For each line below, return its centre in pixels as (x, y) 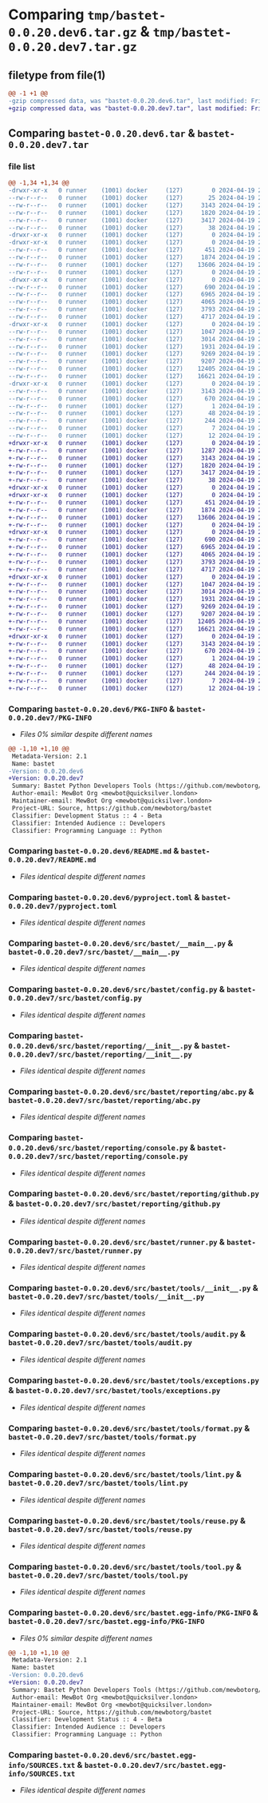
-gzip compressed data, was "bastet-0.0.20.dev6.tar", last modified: (128, 101)
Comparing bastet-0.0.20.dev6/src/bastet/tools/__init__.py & (133, 1288)
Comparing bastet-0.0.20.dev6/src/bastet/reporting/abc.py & (131, 1091)
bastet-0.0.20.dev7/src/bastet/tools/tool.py (99, 1575)
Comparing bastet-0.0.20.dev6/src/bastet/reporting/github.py (134, 1194)
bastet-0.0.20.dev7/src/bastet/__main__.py (94, 952)
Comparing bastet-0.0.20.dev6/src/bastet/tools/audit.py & (127, 1334)
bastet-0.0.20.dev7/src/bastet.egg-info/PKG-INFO (106, 1622)
